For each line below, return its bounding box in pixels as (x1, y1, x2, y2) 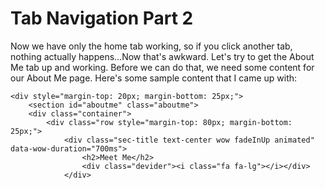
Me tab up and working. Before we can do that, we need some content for (10, 61, 315, 73)
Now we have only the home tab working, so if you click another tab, (10, 40, 293, 52)
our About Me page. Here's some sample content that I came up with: (10, 72, 298, 84)
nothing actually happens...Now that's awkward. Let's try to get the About (10, 50, 315, 62)
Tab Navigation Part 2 (10, 7, 194, 30)
